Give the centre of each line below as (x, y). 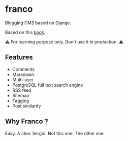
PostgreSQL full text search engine (48, 85)
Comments (23, 69)
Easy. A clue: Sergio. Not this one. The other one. (55, 133)
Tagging (21, 101)
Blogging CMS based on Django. (38, 23)
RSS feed (22, 90)
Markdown (23, 74)
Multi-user (23, 79)
